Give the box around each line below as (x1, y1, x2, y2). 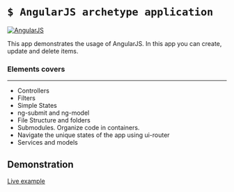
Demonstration (7, 159, 75, 170)
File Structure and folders (17, 116, 91, 125)
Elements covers (7, 64, 65, 74)
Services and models (17, 138, 78, 147)
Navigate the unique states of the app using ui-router (17, 131, 170, 139)
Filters (17, 94, 36, 102)
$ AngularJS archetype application (7, 6, 214, 19)
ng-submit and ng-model (17, 109, 90, 117)
